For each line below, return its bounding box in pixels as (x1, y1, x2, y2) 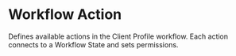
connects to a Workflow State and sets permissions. (8, 39, 179, 49)
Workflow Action (8, 6, 122, 24)
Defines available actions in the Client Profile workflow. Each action (8, 32, 229, 41)
